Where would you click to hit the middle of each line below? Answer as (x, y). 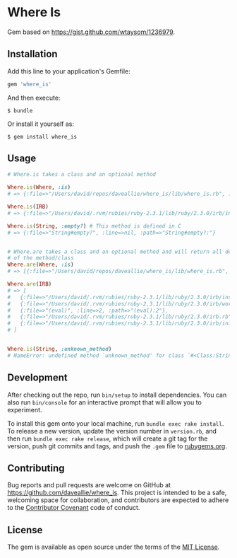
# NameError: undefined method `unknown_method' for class (96, 355)
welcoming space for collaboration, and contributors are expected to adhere (118, 500)
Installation (32, 54)
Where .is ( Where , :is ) (39, 187)
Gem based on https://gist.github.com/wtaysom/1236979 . (91, 32)
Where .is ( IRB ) (28, 207)
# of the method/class (41, 258)
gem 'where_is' (30, 84)
